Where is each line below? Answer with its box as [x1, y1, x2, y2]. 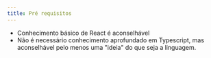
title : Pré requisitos [7, 10, 72, 17]
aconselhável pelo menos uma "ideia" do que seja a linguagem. [16, 43, 197, 51]
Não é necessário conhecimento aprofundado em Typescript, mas [16, 35, 204, 44]
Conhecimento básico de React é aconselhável [16, 29, 150, 37]
